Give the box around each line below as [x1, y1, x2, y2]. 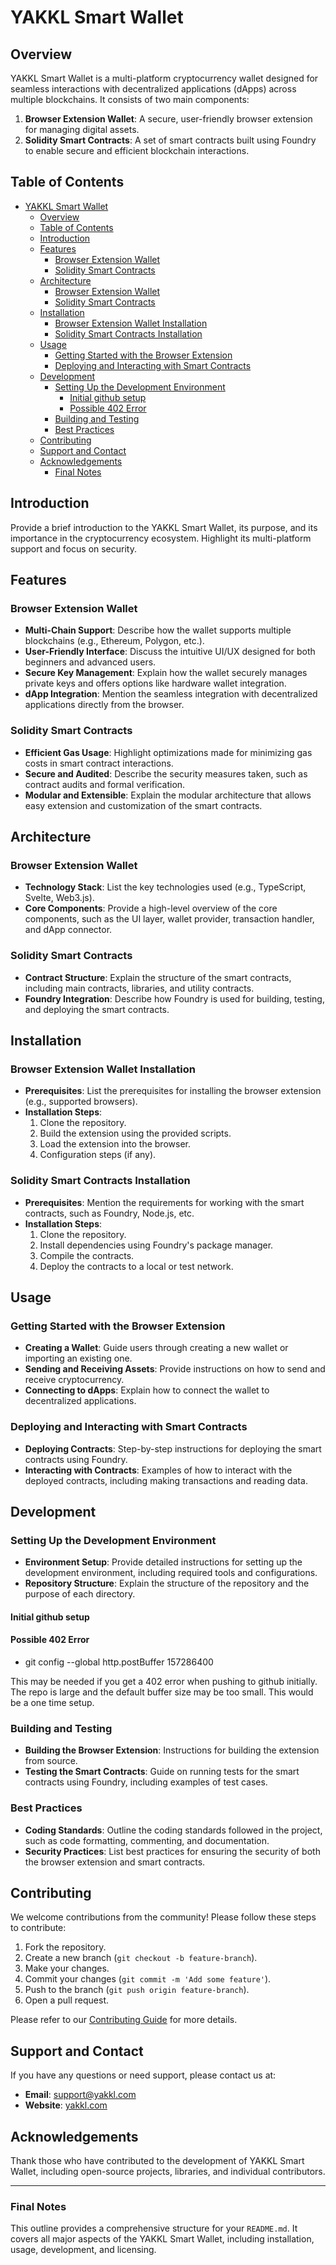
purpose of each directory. [24, 1588, 136, 1600]
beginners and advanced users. [24, 656, 157, 668]
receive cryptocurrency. [24, 1374, 125, 1386]
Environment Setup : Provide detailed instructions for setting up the [24, 1556, 303, 1568]
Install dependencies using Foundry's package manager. [39, 1239, 274, 1251]
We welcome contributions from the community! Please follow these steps [10, 1911, 317, 1923]
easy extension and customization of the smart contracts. [24, 799, 263, 811]
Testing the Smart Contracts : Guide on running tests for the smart [24, 1766, 300, 1778]
